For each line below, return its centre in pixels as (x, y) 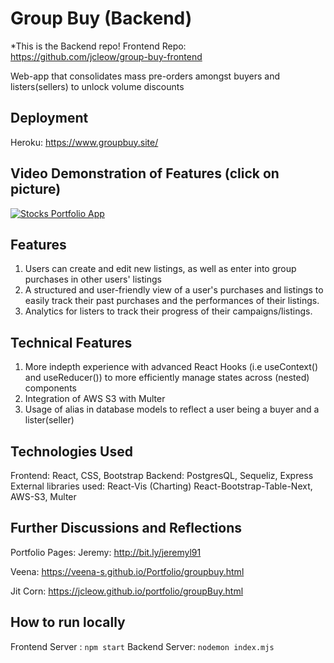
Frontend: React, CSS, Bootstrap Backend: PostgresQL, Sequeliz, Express (162, 475)
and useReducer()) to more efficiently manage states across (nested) (167, 378)
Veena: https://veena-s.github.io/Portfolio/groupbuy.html (127, 571)
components (50, 388)
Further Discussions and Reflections (126, 528)
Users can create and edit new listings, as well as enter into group (160, 269)
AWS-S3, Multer (43, 496)
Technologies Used (71, 451)
